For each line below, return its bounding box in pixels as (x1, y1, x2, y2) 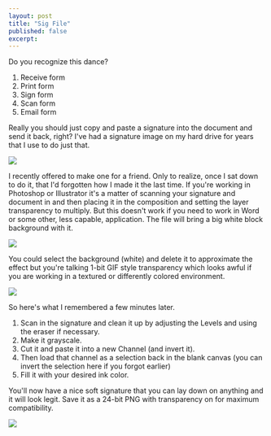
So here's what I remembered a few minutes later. (8, 303, 175, 312)
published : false (8, 27, 68, 35)
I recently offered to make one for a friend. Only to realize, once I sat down (8, 172, 259, 181)
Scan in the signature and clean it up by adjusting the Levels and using (20, 318, 258, 328)
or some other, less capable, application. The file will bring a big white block (8, 215, 264, 225)
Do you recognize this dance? (8, 57, 108, 67)
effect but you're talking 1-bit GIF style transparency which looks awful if (8, 263, 252, 272)
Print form (20, 81, 55, 91)
